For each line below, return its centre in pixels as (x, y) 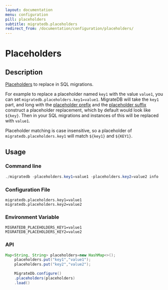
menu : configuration (27, 15)
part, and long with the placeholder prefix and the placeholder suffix (76, 105)
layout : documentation (29, 10)
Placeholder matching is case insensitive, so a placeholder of (69, 131)
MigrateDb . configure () (38, 274)
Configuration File (28, 190)
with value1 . (18, 121)
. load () (22, 283)
